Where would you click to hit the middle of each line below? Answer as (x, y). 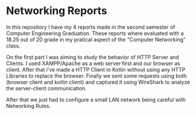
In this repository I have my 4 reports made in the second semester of (91, 27)
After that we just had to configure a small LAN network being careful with (96, 99)
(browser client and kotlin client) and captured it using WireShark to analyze (98, 82)
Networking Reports (57, 11)
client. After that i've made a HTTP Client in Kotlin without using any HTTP (96, 69)
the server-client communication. (46, 88)
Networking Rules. (29, 106)
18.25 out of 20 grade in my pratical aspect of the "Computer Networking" (96, 39)
